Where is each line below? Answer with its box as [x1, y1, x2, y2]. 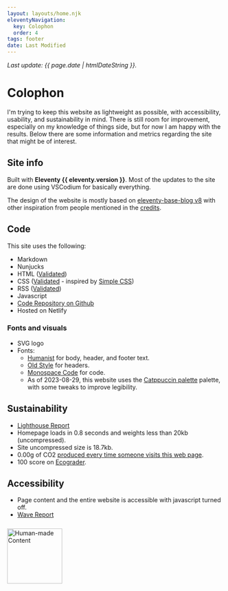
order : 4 [13, 29, 38, 37]
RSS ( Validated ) [16, 284, 62, 293]
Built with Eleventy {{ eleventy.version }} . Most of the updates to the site [7, 175, 216, 183]
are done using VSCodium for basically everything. [7, 183, 151, 191]
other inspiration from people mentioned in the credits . [7, 203, 161, 211]
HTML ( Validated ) [16, 269, 67, 278]
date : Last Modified [7, 42, 67, 49]
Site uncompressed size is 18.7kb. [16, 443, 113, 451]
